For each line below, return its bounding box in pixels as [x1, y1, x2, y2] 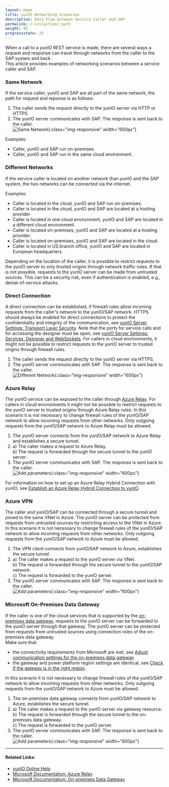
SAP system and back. [5, 55, 52, 61]
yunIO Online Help [12, 765, 51, 771]
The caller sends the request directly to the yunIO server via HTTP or [12, 105, 156, 111]
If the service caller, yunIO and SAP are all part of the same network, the [5, 90, 155, 96]
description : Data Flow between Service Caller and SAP [5, 17, 125, 22]
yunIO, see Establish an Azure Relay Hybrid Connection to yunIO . [5, 485, 140, 491]
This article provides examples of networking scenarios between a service [5, 61, 160, 66]
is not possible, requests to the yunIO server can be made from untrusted [5, 269, 157, 275]
